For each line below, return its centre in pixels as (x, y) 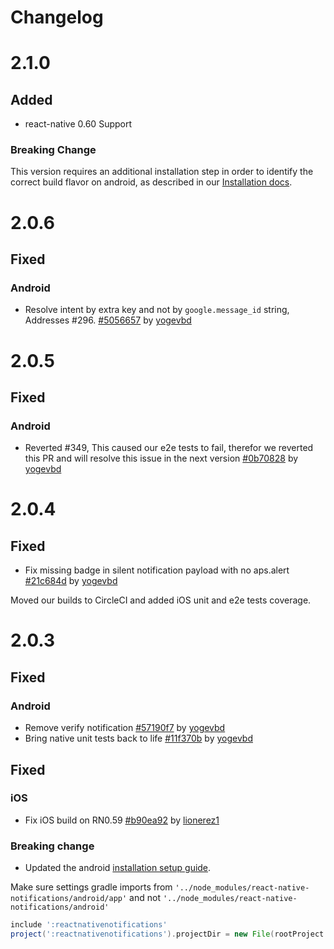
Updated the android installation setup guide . (118, 868)
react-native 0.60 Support (78, 124)
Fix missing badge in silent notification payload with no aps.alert (157, 570)
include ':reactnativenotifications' (89, 925)
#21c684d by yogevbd (71, 581)
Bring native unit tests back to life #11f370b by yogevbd (138, 738)
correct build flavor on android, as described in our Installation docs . (151, 182)
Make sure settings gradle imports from (91, 887)
